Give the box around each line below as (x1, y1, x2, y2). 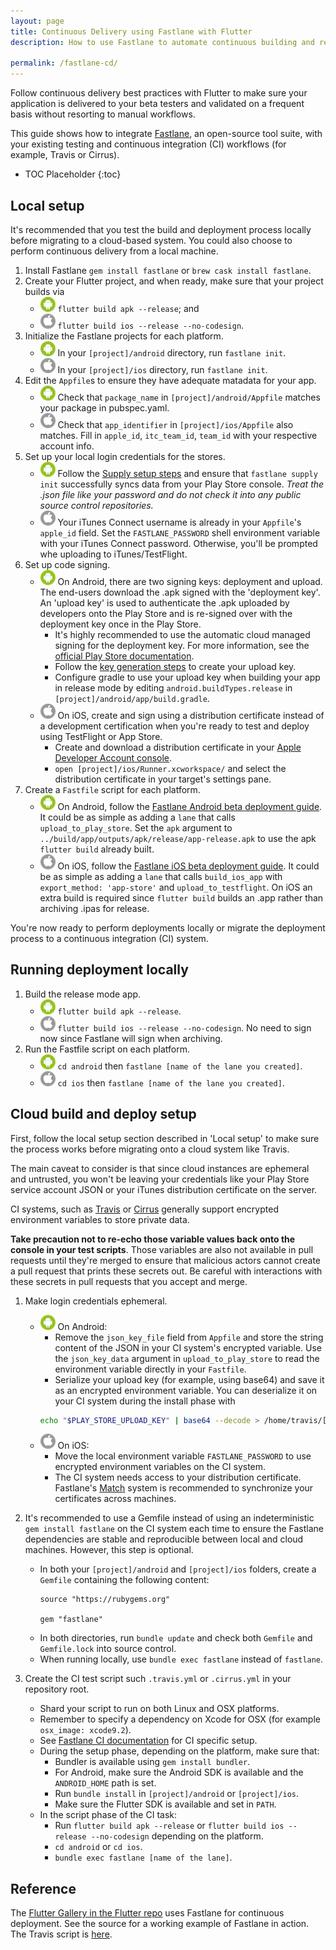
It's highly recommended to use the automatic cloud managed (54, 628, 311, 640)
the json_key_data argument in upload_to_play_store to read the (54, 1352, 320, 1364)
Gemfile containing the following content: (39, 1574, 210, 1586)
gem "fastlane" (39, 1615, 103, 1625)
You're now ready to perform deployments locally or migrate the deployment (10, 921, 326, 934)
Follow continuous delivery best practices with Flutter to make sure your (10, 87, 308, 99)
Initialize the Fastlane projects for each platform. (24, 330, 224, 342)
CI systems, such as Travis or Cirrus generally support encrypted (10, 1203, 279, 1215)
